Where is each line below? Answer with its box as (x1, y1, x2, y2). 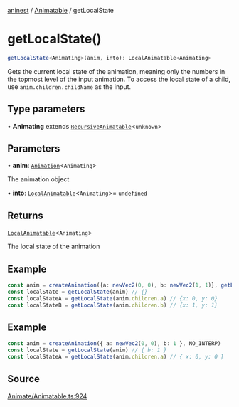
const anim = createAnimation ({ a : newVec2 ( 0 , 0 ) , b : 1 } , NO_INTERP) (7, 340, 221, 347)
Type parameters (7, 103, 85, 115)
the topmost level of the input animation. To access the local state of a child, (7, 75, 231, 83)
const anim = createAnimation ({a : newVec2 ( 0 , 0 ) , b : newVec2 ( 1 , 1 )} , (7, 282, 218, 289)
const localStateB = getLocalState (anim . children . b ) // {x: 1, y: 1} (7, 302, 218, 309)
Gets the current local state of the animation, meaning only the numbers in (7, 67, 225, 75)
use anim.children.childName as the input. (7, 82, 132, 91)
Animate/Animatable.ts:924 (7, 391, 87, 401)
